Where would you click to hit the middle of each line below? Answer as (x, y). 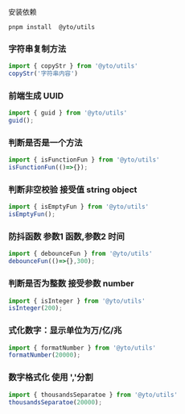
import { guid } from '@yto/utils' (68, 113)
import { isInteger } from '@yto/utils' (77, 301)
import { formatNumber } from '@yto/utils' (82, 348)
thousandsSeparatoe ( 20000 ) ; (55, 402)
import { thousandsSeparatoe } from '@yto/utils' (93, 395)
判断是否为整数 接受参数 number (71, 283)
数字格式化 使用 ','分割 (51, 378)
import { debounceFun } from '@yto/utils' (80, 254)
